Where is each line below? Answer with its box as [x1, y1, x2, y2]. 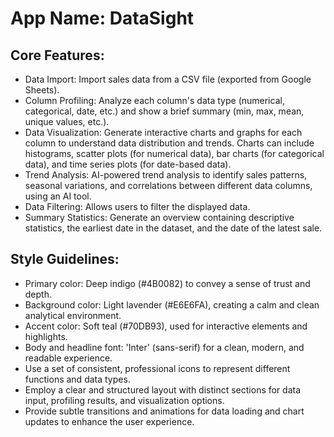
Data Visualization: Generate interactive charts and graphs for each [24, 127, 303, 138]
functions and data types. [24, 373, 131, 385]
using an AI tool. [24, 190, 92, 202]
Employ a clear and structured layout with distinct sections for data [24, 383, 302, 396]
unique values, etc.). [24, 116, 110, 127]
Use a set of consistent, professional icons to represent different [24, 362, 291, 374]
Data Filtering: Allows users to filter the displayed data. [24, 201, 251, 212]
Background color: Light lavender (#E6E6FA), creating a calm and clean [24, 298, 320, 311]
